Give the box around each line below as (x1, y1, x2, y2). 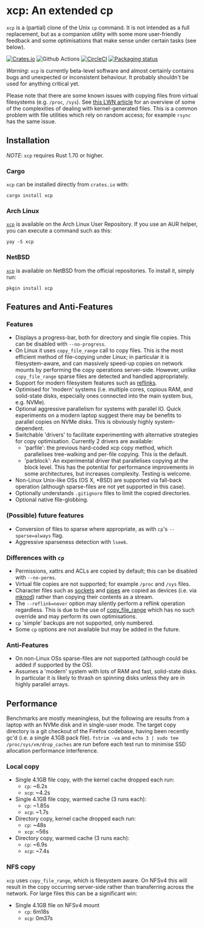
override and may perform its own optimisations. (15, 612, 137, 620)
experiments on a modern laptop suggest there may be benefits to (15, 411, 181, 419)
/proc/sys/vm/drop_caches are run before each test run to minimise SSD (6, 741, 186, 748)
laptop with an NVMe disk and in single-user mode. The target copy (6, 721, 177, 728)
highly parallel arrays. (15, 681, 70, 688)
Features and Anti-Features (6, 302, 113, 312)
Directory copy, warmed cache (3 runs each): (15, 835, 130, 842)
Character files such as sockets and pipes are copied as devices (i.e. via (15, 587, 197, 594)
